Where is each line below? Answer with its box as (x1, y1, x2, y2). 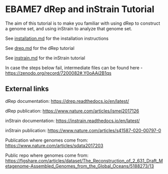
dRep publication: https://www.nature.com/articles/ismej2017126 (5, 107, 139, 114)
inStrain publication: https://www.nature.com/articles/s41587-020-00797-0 (5, 127, 161, 133)
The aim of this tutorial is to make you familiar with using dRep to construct (5, 20, 160, 26)
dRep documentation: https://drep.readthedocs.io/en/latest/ (5, 98, 129, 104)
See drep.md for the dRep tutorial (5, 45, 74, 51)
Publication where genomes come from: (5, 137, 89, 143)
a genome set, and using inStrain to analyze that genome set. (5, 25, 132, 31)
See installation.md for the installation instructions (5, 35, 109, 41)
